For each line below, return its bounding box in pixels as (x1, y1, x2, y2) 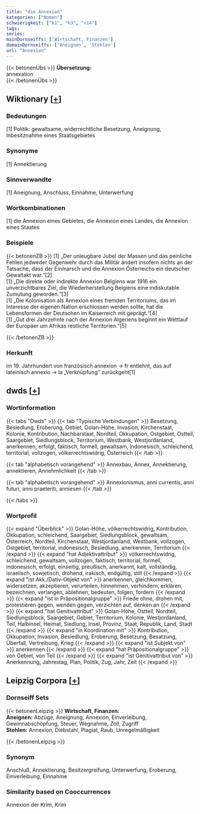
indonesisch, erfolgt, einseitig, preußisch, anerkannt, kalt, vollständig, (6, 563, 177, 570)
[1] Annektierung (6, 160, 47, 167)
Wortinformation (6, 404, 56, 412)
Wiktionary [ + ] (6, 94, 61, 105)
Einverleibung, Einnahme (6, 772, 67, 780)
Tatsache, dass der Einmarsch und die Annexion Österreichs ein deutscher (6, 265, 190, 272)
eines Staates (6, 224, 40, 231)
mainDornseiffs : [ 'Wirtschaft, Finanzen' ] (6, 36, 113, 42)
